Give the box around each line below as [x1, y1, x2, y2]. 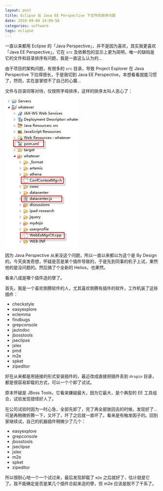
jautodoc [12, 327, 30, 333]
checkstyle [12, 301, 34, 307]
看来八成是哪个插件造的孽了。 [5, 275, 65, 281]
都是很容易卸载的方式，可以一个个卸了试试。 [5, 379, 95, 385]
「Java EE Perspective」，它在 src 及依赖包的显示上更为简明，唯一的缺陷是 [5, 49, 155, 55]
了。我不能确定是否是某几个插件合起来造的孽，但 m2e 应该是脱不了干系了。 [5, 481, 157, 487]
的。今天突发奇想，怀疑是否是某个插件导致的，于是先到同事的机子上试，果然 [5, 258, 158, 264]
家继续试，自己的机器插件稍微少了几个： [5, 418, 86, 424]
